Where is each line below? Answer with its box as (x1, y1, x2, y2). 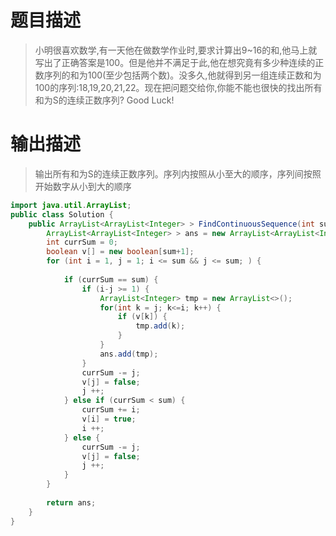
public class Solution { (10, 209, 114, 220)
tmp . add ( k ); (135, 321, 186, 331)
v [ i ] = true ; (81, 414, 137, 424)
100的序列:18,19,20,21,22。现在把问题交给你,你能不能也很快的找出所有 (34, 81, 323, 93)
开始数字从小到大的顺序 (34, 180, 132, 192)
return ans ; (46, 497, 97, 508)
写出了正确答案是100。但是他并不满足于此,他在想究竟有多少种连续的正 (34, 56, 325, 68)
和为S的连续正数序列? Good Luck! (34, 94, 175, 106)
